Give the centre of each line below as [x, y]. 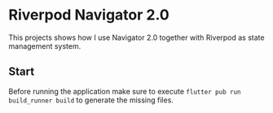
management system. [45, 46]
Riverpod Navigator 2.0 [89, 15]
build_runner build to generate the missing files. [91, 100]
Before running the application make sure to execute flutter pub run [125, 91]
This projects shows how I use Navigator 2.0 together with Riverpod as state [136, 37]
